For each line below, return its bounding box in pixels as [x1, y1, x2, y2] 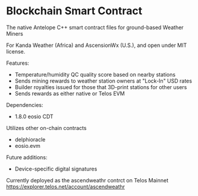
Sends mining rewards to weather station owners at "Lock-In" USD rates [14, 77, 192, 84]
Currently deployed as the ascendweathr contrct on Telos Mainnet [6, 176, 169, 184]
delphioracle [14, 135, 46, 143]
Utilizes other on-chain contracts [6, 124, 87, 131]
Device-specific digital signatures [14, 165, 98, 172]
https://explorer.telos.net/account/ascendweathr [6, 183, 125, 190]
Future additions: [6, 153, 48, 161]
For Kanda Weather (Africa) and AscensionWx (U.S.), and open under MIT [6, 42, 187, 49]
